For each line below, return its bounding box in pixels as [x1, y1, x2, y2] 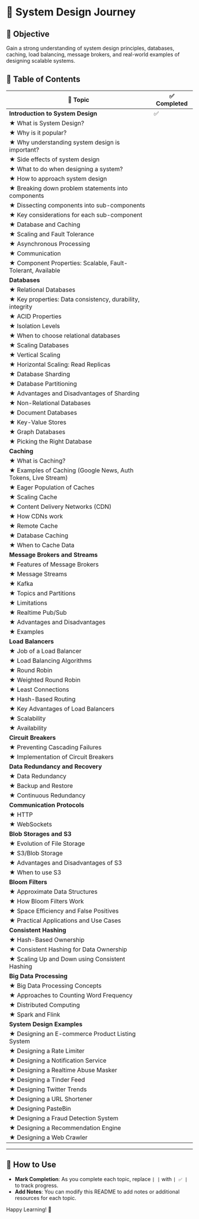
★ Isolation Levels [9, 322, 60, 330]
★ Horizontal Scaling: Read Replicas [9, 360, 111, 368]
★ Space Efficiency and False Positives [9, 906, 119, 915]
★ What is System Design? [9, 118, 85, 127]
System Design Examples [9, 1020, 83, 1028]
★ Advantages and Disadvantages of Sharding [9, 389, 140, 397]
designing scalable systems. [6, 57, 76, 64]
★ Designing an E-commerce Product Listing [9, 1029, 136, 1038]
